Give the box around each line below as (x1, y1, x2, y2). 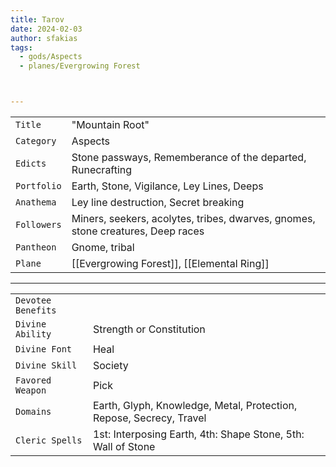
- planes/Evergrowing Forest (19, 61, 141, 71)
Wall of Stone (92, 440, 156, 453)
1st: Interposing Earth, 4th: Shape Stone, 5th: (92, 427, 305, 441)
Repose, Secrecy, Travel (92, 411, 207, 425)
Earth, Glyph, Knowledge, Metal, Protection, (92, 399, 298, 412)
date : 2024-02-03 (10, 24, 83, 34)
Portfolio (15, 181, 62, 191)
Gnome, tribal (71, 241, 135, 254)
